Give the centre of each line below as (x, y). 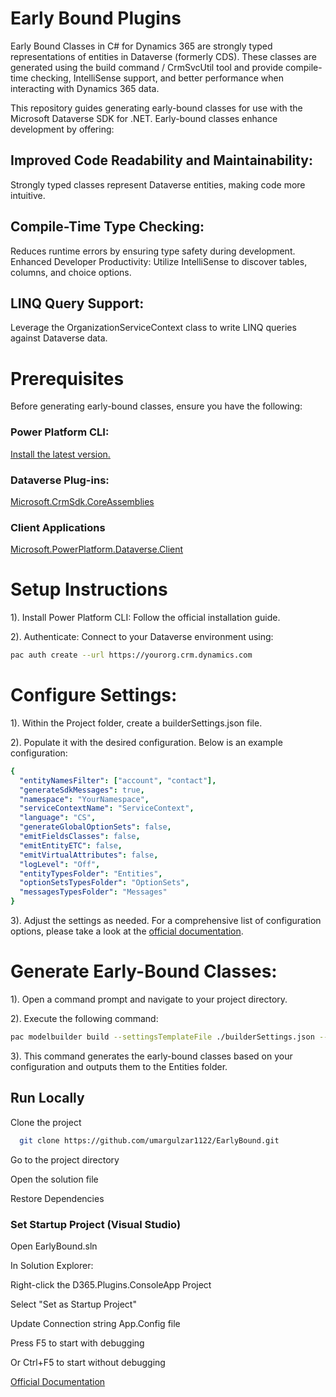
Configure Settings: (94, 695)
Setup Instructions (89, 589)
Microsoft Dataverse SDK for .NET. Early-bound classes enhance (144, 118)
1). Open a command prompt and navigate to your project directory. (149, 999)
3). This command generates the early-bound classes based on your (151, 1056)
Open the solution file (54, 1179)
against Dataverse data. (59, 338)
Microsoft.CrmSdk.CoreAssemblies (82, 501)
